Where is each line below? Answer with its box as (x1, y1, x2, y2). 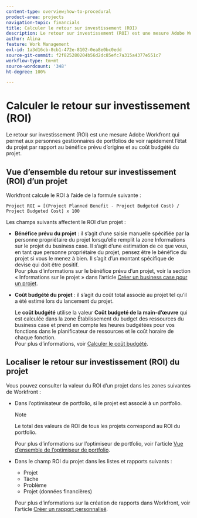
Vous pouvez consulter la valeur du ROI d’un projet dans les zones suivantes (6, 382, 191, 389)
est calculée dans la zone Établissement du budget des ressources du (14, 315, 184, 322)
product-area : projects (6, 14, 64, 20)
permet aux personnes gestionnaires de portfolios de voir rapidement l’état (6, 138, 187, 145)
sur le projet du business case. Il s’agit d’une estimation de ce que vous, (14, 242, 189, 249)
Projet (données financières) (23, 487, 93, 494)
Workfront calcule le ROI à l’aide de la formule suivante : (6, 192, 142, 199)
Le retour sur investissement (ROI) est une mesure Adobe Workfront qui (6, 131, 180, 138)
